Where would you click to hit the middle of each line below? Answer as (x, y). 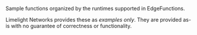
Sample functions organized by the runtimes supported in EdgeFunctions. (95, 8)
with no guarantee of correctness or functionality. (71, 26)
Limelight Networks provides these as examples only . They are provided (93, 20)
